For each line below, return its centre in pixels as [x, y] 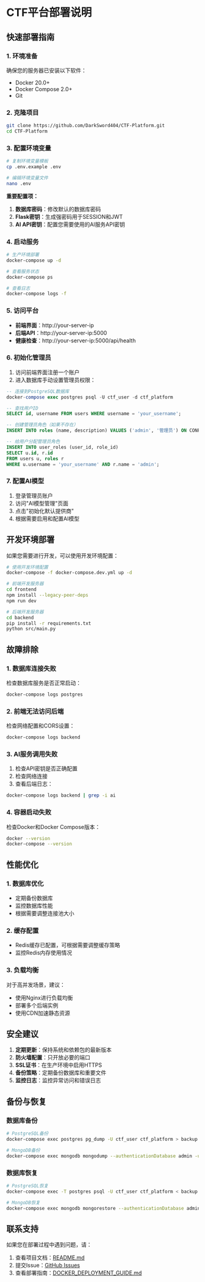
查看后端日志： [34, 784]
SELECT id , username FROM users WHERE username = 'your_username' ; [94, 414]
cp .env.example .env [34, 167]
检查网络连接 [31, 776]
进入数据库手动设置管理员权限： [55, 380]
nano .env [19, 183]
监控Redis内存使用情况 [44, 953]
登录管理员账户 [34, 495]
